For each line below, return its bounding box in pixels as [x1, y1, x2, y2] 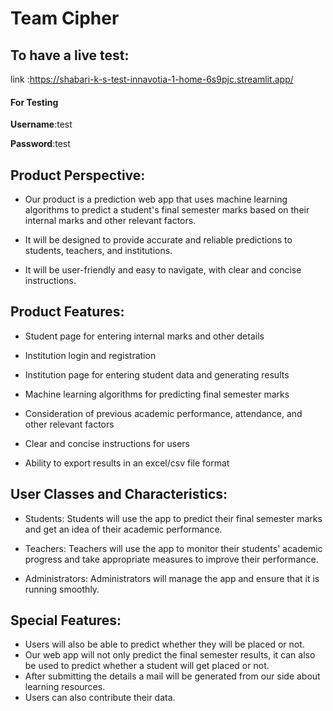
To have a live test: [10, 47, 130, 64]
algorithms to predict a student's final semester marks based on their [24, 204, 310, 216]
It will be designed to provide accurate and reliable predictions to [24, 234, 293, 246]
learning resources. [24, 681, 106, 693]
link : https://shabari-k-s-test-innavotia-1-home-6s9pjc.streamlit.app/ [10, 73, 294, 85]
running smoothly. [24, 583, 100, 595]
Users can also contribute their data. [24, 692, 176, 704]
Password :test [10, 138, 71, 150]
